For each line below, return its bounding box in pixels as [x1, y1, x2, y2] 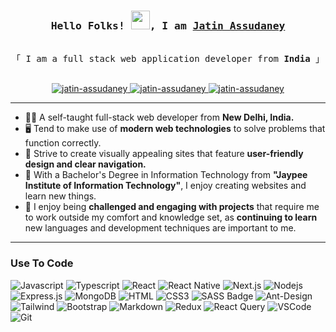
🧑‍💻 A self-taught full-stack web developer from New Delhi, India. [24, 111, 295, 124]
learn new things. [24, 190, 97, 202]
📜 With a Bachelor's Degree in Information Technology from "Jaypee [24, 169, 308, 181]
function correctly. [24, 137, 102, 149]
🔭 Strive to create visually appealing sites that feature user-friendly [24, 148, 304, 160]
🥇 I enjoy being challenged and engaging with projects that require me [24, 201, 320, 213]
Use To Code [10, 256, 74, 270]
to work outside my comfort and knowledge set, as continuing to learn [24, 211, 318, 224]
